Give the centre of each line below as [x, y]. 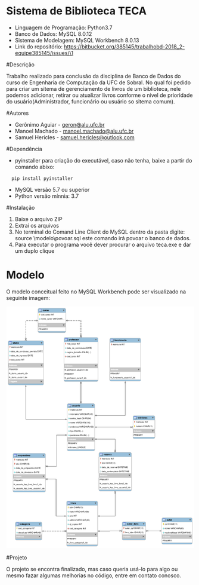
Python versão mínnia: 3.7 [47, 196]
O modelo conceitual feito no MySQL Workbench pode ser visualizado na [96, 292]
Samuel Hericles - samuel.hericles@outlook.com [75, 137]
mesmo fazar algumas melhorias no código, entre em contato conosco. [94, 575]
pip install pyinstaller [42, 178]
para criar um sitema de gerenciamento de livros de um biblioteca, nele [94, 88]
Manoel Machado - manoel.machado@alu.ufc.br [74, 131]
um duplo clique [35, 251]
